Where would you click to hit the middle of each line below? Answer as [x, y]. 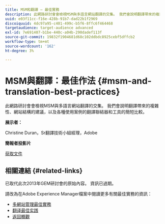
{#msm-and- [124, 81]
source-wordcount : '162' [30, 46]
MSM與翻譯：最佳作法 [50, 81]
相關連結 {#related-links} [44, 171]
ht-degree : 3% [20, 51]
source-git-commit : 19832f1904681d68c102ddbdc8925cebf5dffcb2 [70, 37]
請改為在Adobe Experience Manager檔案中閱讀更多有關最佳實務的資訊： [79, 194]
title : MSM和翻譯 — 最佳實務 [32, 10]
